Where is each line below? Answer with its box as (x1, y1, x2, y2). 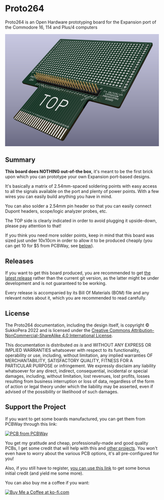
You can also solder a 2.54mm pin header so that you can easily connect (5, 203, 152, 209)
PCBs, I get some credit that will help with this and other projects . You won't (5, 445, 158, 451)
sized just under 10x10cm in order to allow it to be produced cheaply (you (5, 238, 153, 243)
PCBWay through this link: (5, 421, 58, 427)
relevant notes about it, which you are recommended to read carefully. (5, 295, 146, 301)
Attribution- (131, 327, 155, 333)
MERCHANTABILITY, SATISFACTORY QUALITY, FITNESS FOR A (5, 358, 133, 364)
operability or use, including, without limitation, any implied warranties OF (5, 352, 153, 358)
